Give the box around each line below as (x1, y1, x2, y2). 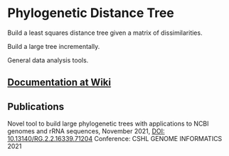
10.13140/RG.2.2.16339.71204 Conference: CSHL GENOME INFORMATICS (7, 135, 223, 143)
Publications (7, 101, 65, 113)
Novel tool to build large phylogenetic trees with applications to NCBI (7, 119, 209, 128)
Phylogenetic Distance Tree (7, 5, 174, 21)
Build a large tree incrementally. (7, 42, 100, 50)
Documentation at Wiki (7, 77, 112, 89)
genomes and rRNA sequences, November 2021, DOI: (7, 127, 165, 135)
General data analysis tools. (7, 55, 89, 65)
